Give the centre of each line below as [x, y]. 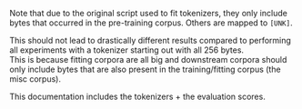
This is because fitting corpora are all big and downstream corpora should [148, 59]
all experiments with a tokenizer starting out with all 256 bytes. [126, 50]
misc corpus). [35, 79]
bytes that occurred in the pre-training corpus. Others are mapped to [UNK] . [151, 23]
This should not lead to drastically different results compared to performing [150, 40]
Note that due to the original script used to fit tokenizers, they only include [149, 13]
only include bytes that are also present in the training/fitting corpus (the [145, 69]
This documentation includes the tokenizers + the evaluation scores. [137, 96]
